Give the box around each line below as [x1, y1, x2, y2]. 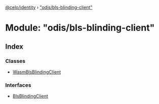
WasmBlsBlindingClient [12, 68, 61, 75]
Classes [5, 57, 26, 64]
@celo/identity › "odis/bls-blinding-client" [5, 5, 93, 10]
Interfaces [5, 81, 31, 88]
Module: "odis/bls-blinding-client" [5, 22, 155, 33]
